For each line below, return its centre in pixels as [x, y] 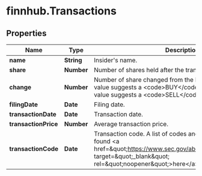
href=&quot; [111, 149]
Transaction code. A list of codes [140, 134]
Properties [26, 33]
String [73, 60]
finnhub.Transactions [62, 11]
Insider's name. [116, 60]
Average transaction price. [131, 124]
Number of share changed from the [144, 80]
